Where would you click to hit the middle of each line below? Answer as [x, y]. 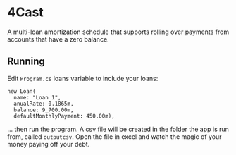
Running [26, 62]
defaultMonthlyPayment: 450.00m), [64, 116]
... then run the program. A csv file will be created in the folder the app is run [118, 129]
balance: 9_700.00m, [44, 110]
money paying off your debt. [49, 144]
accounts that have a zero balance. [58, 39]
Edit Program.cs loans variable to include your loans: [83, 78]
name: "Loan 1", [37, 97]
